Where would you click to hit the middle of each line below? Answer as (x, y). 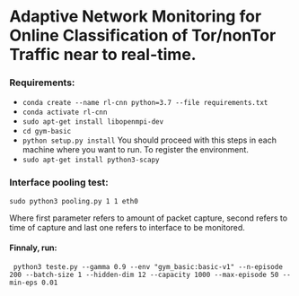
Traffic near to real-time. (103, 55)
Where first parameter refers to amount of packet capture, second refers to (149, 218)
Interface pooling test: (59, 183)
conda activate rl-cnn (65, 113)
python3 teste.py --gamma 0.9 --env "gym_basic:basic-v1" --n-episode (148, 266)
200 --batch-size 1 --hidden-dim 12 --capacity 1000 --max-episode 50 (144, 274)
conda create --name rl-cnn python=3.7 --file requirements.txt (145, 103)
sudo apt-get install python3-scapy (91, 160)
